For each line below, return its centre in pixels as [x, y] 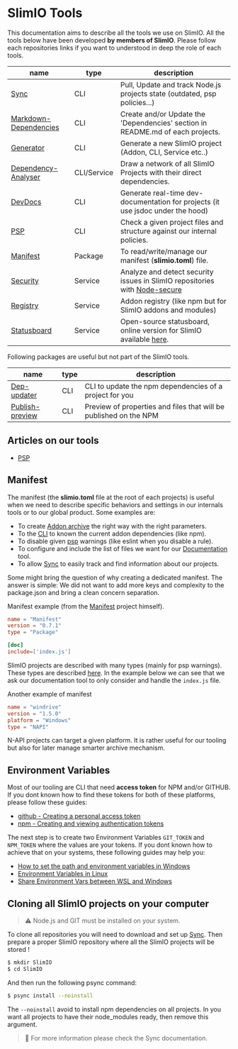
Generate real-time [152, 193]
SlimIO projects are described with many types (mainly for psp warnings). [115, 665]
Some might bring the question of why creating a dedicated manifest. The [115, 577]
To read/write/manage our [164, 251]
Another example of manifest [50, 694]
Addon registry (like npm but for [173, 301]
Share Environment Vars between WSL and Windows [95, 882]
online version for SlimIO [161, 330]
